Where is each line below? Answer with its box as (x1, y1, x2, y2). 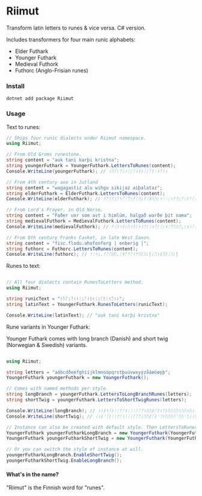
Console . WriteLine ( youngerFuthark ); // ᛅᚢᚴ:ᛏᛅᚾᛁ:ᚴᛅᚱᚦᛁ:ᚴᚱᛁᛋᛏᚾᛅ (6, 168, 168, 174)
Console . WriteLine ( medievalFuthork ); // (6, 223, 109, 230)
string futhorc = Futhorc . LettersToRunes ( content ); (6, 246, 138, 252)
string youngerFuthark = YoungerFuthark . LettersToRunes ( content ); (6, 163, 176, 169)
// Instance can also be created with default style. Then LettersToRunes (6, 424, 198, 430)
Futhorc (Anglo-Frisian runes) (14, 66, 88, 74)
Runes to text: (6, 262, 41, 270)
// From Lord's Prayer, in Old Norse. (6, 207, 103, 213)
